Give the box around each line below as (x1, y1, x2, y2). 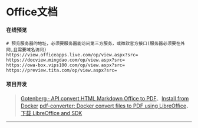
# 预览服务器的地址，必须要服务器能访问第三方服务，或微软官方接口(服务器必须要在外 (6, 41, 186, 47)
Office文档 (6, 5, 58, 19)
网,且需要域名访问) (6, 47, 47, 53)
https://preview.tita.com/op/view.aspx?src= (6, 68, 117, 73)
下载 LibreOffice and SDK (20, 109, 82, 116)
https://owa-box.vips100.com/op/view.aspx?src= (6, 62, 126, 68)
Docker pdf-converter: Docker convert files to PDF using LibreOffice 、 (20, 102, 192, 109)
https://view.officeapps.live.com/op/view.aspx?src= (6, 52, 138, 58)
